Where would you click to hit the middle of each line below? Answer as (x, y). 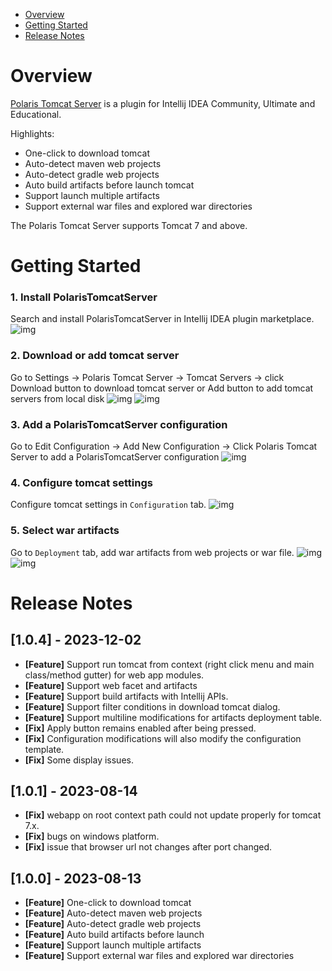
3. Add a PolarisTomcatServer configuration (119, 424)
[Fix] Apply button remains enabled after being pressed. (140, 728)
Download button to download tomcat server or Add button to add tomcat (162, 388)
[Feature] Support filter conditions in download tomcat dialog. (152, 706)
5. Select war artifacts (65, 531)
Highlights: (32, 133)
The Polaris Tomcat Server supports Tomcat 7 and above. (129, 225)
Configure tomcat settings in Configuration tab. (108, 505)
